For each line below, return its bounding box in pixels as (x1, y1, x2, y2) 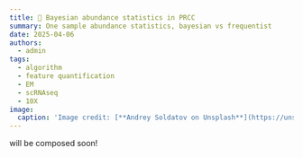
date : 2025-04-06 (9, 30, 75, 39)
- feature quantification (17, 72, 115, 81)
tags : (9, 55, 30, 64)
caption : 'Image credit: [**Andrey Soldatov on (17, 113, 200, 122)
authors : (9, 38, 42, 48)
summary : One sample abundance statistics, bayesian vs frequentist (9, 22, 272, 31)
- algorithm (17, 64, 63, 73)
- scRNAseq (17, 88, 59, 97)
